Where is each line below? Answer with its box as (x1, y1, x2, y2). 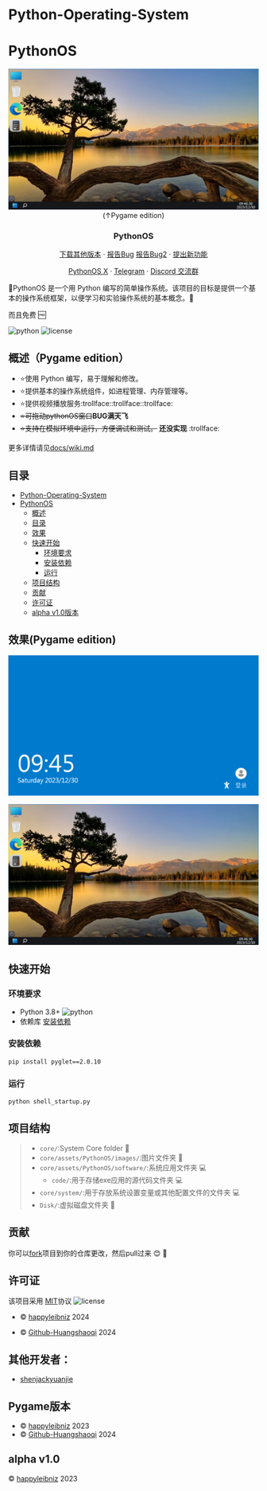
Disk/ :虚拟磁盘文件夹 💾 (39, 1200, 115, 1209)
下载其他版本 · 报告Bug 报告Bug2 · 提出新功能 (59, 249, 208, 260)
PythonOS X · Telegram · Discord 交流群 (68, 267, 199, 276)
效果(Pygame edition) (8, 633, 117, 646)
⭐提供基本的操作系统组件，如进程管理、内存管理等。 (19, 386, 192, 396)
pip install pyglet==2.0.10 (8, 1057, 102, 1066)
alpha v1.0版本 (31, 607, 79, 618)
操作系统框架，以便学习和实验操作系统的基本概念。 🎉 (21, 293, 195, 303)
